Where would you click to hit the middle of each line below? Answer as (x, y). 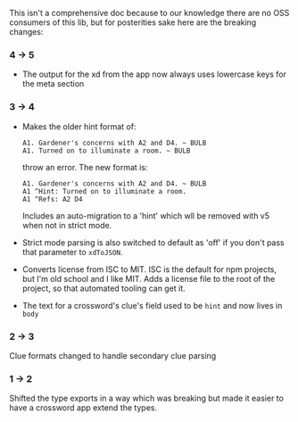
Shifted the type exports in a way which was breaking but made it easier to (146, 398)
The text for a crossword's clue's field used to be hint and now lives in (152, 305)
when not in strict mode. (67, 225)
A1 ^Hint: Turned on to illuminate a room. (104, 191)
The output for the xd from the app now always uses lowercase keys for (154, 74)
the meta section (53, 84)
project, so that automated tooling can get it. (103, 288)
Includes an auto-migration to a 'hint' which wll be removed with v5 (146, 215)
